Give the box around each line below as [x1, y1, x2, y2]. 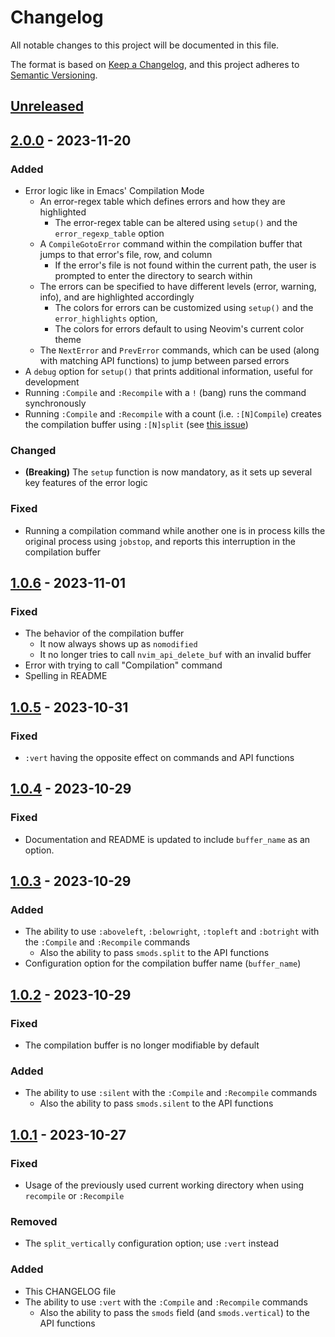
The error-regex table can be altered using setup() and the [54, 217, 298, 229]
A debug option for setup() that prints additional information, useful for [24, 366, 314, 378]
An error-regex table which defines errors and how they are [39, 196, 286, 208]
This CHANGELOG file [24, 1285, 117, 1297]
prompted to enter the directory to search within [54, 270, 253, 282]
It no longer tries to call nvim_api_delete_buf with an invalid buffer [39, 649, 312, 661]
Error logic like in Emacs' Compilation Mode [24, 185, 205, 197]
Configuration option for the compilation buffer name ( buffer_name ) [24, 957, 302, 970]
